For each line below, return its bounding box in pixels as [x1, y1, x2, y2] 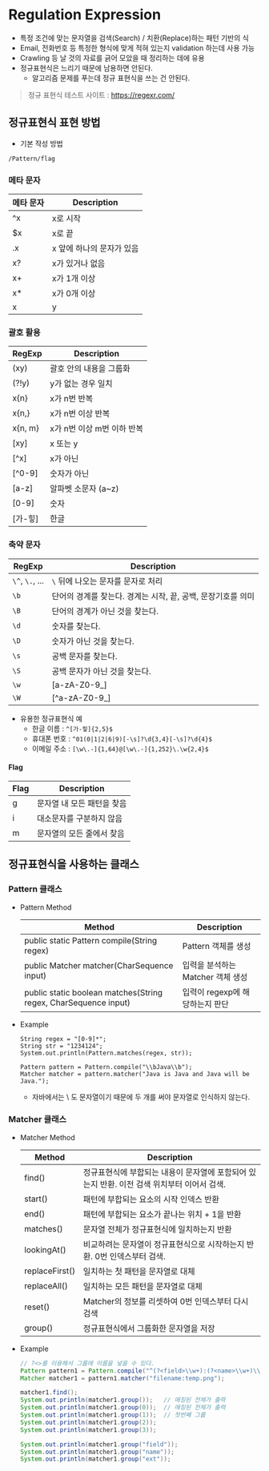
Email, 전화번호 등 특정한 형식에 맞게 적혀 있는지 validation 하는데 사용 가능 [19, 42, 255, 53]
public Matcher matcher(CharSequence [23, 959, 174, 971]
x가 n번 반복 [50, 393, 94, 404]
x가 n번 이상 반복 [50, 408, 110, 420]
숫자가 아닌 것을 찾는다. [51, 635, 134, 646]
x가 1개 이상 [51, 273, 96, 284]
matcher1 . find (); [19, 1389, 78, 1397]
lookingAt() [23, 1244, 66, 1255]
